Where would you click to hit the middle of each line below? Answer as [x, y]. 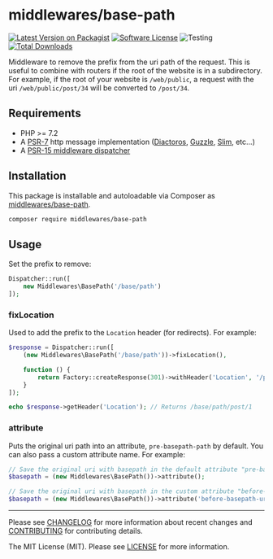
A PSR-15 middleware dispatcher [75, 150]
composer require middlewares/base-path [78, 219]
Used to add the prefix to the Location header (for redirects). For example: [133, 333]
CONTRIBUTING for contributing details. [76, 531]
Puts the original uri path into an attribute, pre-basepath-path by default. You [136, 446]
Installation [37, 176]
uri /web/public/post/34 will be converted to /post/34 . [99, 88]
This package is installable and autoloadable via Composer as [112, 195]
